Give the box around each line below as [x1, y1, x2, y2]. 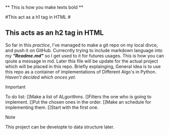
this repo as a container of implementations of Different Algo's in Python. [5, 69, 157, 75]
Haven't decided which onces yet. [5, 74, 77, 80]
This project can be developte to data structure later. [5, 123, 115, 130]
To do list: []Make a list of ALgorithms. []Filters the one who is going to [5, 93, 152, 100]
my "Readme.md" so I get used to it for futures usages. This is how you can [5, 52, 164, 58]
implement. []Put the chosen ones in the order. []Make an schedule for [5, 99, 151, 105]
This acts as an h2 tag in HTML [5, 29, 104, 37]
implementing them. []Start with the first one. [5, 104, 99, 110]
